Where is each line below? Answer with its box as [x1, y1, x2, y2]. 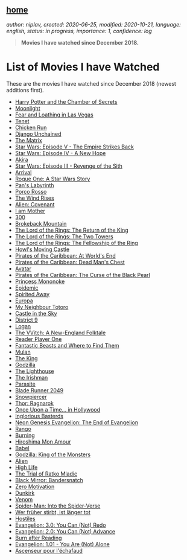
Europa [14, 297, 33, 304]
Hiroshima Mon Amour [14, 437, 71, 445]
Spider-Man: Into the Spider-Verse [14, 502, 101, 509]
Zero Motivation [14, 483, 55, 490]
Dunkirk [14, 489, 35, 497]
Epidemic [14, 284, 39, 291]
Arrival [14, 168, 32, 176]
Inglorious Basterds [14, 412, 64, 419]
